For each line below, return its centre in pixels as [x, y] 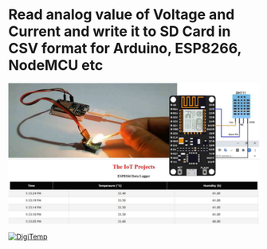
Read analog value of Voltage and [122, 15]
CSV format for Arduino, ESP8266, [125, 49]
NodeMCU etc [56, 66]
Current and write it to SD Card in [120, 31]
